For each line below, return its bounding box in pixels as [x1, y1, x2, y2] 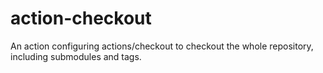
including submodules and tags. [10, 50, 142, 62]
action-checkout [10, 7, 152, 30]
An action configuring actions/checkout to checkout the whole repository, [10, 40, 314, 52]
